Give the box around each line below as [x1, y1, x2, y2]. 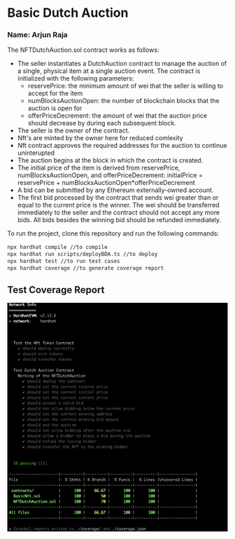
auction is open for [27, 104, 83, 113]
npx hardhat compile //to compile [7, 244, 108, 251]
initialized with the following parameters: [17, 74, 134, 83]
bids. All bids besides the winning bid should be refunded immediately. [17, 216, 222, 224]
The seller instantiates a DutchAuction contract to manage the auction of [17, 60, 227, 68]
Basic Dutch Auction [7, 5, 129, 21]
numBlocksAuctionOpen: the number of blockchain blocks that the [27, 97, 220, 105]
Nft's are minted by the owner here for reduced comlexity [17, 134, 183, 142]
